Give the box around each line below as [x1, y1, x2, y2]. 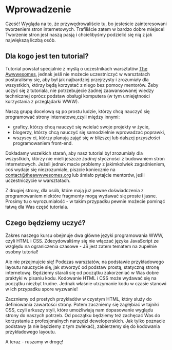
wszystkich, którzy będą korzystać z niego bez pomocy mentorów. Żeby [5, 82, 159, 88]
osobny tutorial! [5, 248, 39, 255]
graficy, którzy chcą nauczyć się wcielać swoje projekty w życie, [12, 123, 150, 130]
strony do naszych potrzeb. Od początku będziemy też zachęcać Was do [5, 312, 161, 318]
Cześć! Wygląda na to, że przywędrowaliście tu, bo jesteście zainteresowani [5, 21, 167, 27]
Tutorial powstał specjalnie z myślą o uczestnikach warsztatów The [5, 65, 148, 71]
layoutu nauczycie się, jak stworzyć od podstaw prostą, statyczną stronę [5, 264, 159, 270]
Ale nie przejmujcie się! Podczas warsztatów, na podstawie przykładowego [5, 259, 164, 265]
